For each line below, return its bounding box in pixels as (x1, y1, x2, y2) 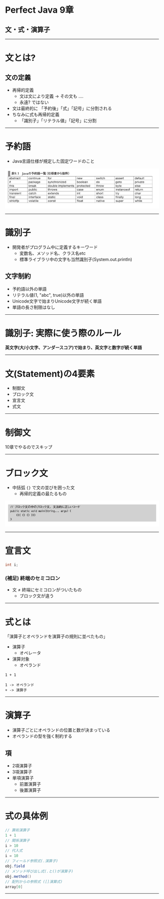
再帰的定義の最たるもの (19, 491, 67, 497)
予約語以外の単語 (12, 286, 47, 292)
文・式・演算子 (5, 25, 50, 34)
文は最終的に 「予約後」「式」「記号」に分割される (12, 105, 112, 111)
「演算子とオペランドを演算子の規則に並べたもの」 (5, 633, 108, 639)
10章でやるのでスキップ (5, 444, 53, 450)
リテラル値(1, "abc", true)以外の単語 (12, 292, 84, 298)
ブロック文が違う (19, 593, 54, 599)
